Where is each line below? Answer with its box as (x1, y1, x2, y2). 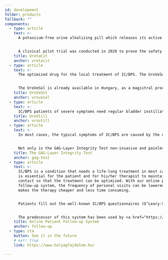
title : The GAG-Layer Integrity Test (14, 150, 93, 156)
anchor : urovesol (14, 95, 50, 100)
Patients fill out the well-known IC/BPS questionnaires (18, 201, 140, 206)
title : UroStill (14, 113, 48, 118)
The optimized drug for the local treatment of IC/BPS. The (18, 72, 146, 77)
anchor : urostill (14, 118, 50, 123)
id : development (5, 7, 39, 13)
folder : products (5, 12, 41, 17)
